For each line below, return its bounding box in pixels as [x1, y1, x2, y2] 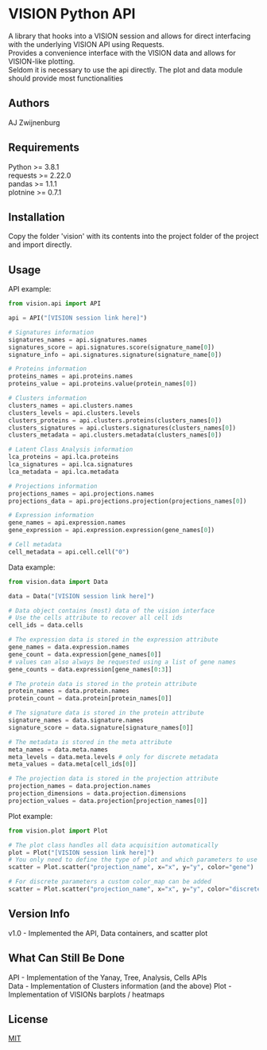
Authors [8, 96, 50, 110]
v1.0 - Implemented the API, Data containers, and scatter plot [8, 928, 208, 938]
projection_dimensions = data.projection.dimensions [8, 789, 187, 797]
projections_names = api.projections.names [8, 489, 155, 498]
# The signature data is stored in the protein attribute [8, 709, 204, 717]
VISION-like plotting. [8, 57, 75, 66]
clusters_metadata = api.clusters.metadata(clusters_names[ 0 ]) [8, 431, 222, 439]
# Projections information [8, 482, 98, 490]
